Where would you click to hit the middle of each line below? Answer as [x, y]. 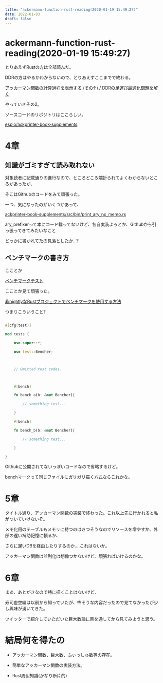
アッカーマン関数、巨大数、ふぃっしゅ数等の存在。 [63, 655]
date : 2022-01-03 [23, 14]
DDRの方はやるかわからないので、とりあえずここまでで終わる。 [69, 78]
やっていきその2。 [23, 104]
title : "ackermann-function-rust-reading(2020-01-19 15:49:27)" [72, 10]
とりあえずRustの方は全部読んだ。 [39, 67]
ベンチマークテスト [24, 281]
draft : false [18, 19]
